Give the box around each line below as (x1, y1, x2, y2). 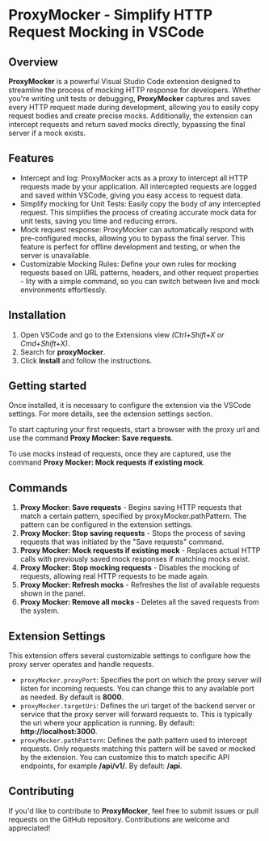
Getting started (8, 379, 87, 393)
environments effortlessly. (19, 285, 107, 295)
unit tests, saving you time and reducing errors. (19, 216, 178, 226)
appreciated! (8, 823, 51, 833)
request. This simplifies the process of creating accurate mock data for (19, 207, 257, 217)
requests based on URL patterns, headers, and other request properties (19, 267, 259, 277)
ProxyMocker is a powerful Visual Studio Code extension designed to (8, 77, 241, 86)
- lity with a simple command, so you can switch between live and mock (19, 276, 260, 286)
